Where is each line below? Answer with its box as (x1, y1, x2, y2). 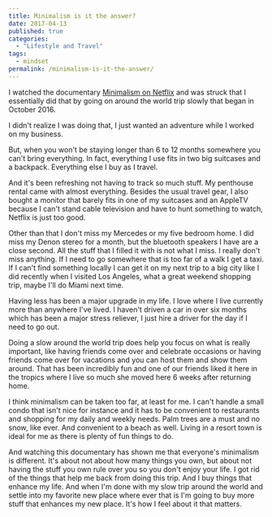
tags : (8, 50, 27, 58)
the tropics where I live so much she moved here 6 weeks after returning (8, 372, 252, 382)
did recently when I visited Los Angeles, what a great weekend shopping (8, 271, 252, 281)
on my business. (8, 129, 63, 138)
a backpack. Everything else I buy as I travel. (8, 162, 158, 172)
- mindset (15, 58, 49, 66)
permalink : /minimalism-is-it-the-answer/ (8, 65, 154, 73)
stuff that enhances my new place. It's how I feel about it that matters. (8, 498, 242, 509)
